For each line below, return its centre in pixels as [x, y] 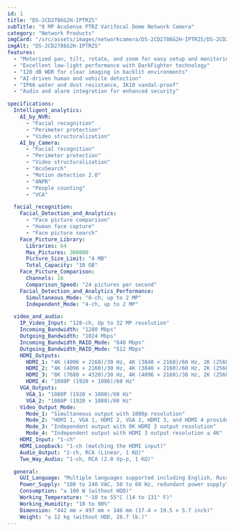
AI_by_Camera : [40, 143]
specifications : [31, 104]
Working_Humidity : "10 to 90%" [65, 504]
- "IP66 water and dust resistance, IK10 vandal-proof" [96, 85]
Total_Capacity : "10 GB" [62, 265]
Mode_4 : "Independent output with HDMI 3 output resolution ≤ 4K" [124, 433]
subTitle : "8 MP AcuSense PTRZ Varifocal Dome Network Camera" [101, 26]
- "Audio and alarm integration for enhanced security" [96, 91]
